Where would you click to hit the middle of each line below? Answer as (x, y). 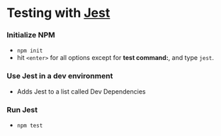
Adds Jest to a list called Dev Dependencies (81, 91)
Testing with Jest (58, 13)
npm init (30, 51)
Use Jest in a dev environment (60, 76)
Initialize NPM (31, 35)
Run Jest (22, 109)
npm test (30, 126)
